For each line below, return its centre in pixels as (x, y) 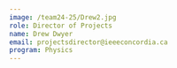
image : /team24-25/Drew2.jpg (63, 17)
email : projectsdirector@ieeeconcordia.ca (88, 42)
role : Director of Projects (61, 26)
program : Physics (41, 50)
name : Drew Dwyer (41, 34)
